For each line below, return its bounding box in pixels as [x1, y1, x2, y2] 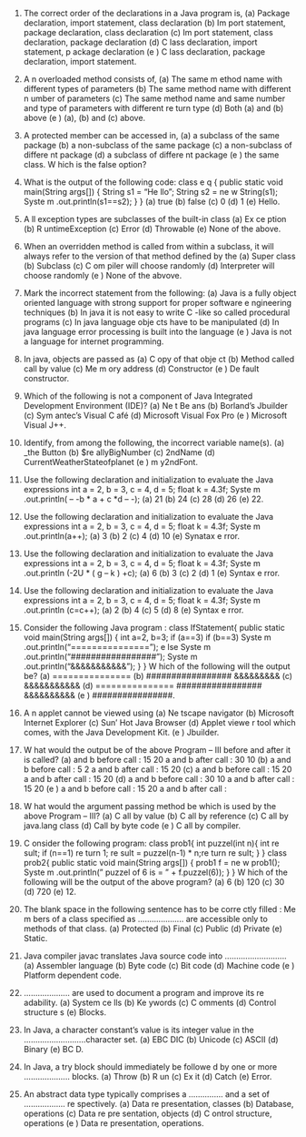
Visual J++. [23, 420, 67, 431]
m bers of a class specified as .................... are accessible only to [23, 914, 269, 924]
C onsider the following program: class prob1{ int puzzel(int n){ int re [23, 838, 280, 848]
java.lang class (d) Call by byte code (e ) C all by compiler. [23, 820, 242, 831]
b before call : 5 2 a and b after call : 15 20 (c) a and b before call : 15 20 [23, 764, 292, 775]
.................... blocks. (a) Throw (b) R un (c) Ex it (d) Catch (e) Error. [23, 1071, 272, 1081]
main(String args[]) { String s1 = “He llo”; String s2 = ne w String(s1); [23, 187, 279, 197]
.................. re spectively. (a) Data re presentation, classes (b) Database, [23, 1099, 294, 1109]
